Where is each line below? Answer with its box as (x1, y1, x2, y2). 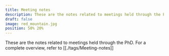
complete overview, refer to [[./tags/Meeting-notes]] (5, 45, 114, 51)
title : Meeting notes (5, 7, 51, 12)
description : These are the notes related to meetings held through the (5, 12, 161, 17)
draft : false (5, 16, 33, 21)
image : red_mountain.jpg (5, 21, 57, 26)
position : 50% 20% (5, 26, 44, 31)
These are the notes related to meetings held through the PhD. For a (5, 39, 146, 45)
